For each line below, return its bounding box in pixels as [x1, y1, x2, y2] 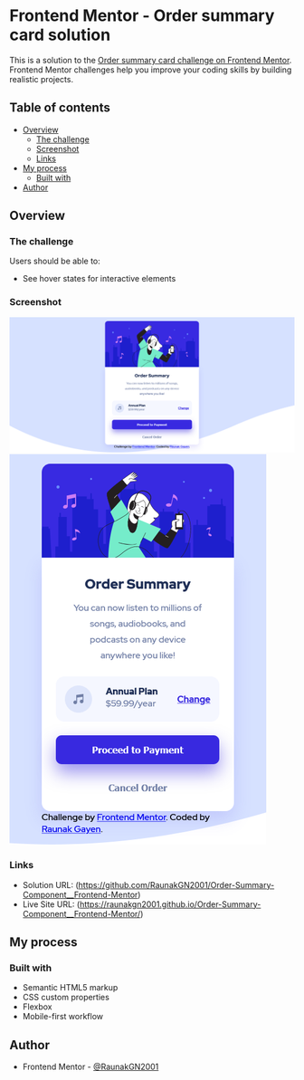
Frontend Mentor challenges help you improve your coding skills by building [9, 64, 292, 75]
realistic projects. [9, 73, 74, 84]
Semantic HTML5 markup [22, 982, 119, 993]
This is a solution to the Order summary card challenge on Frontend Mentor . [9, 54, 292, 65]
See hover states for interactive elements [22, 273, 176, 284]
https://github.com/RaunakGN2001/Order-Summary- [78, 879, 275, 890]
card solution [9, 24, 111, 45]
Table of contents [9, 100, 110, 116]
